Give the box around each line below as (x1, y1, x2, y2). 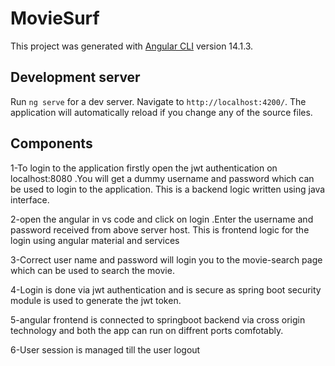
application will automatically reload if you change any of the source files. (10, 106, 313, 118)
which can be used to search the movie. (10, 264, 175, 276)
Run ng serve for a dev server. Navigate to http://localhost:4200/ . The (10, 95, 307, 107)
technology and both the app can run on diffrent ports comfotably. (10, 324, 284, 336)
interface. (10, 193, 50, 206)
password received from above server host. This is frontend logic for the (10, 223, 310, 236)
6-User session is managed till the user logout (10, 343, 201, 356)
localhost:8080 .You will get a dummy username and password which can (10, 172, 315, 184)
